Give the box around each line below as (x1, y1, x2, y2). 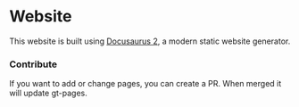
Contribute (9, 58, 58, 70)
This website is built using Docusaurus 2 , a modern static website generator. (9, 36, 291, 46)
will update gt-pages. (9, 87, 87, 99)
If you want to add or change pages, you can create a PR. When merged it (9, 78, 282, 89)
